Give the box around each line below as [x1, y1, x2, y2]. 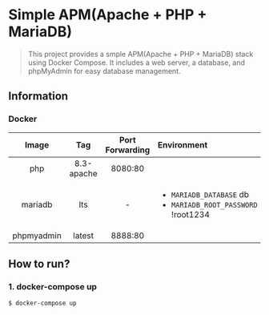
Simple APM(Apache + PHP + [8, 6, 207, 24]
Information [8, 90, 69, 103]
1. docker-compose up [8, 281, 98, 292]
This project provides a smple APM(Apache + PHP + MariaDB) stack [27, 49, 254, 59]
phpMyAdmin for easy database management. [27, 66, 181, 75]
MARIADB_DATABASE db [171, 188, 250, 200]
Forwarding [105, 144, 151, 155]
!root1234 [171, 208, 211, 220]
